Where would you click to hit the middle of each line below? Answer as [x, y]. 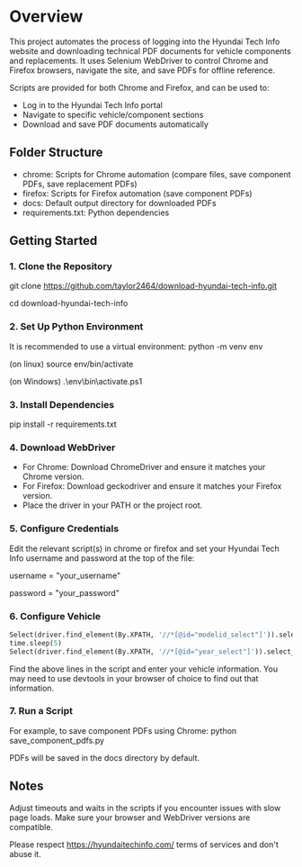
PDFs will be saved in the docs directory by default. [105, 757]
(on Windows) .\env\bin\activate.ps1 [76, 381]
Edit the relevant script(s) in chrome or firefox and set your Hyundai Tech [145, 548]
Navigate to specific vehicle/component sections [113, 114]
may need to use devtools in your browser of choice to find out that [134, 678]
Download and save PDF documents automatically [115, 124]
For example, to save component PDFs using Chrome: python [123, 730]
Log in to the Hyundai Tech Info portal [93, 104]
